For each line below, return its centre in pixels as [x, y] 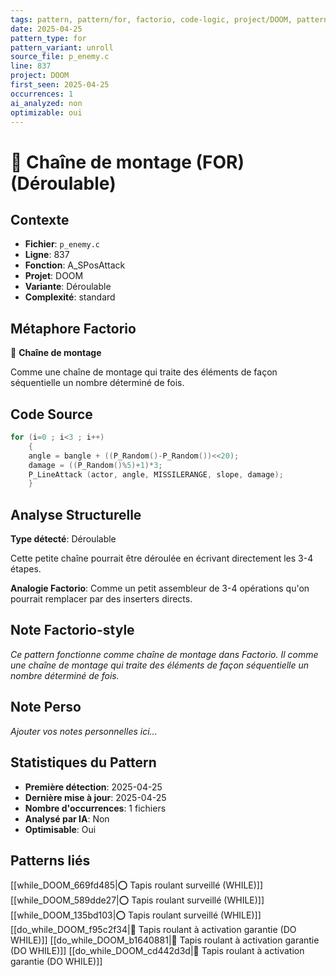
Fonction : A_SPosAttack [75, 265]
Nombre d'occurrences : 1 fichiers [95, 808]
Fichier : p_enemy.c [62, 244]
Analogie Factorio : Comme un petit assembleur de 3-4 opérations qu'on [160, 588]
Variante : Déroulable [68, 287]
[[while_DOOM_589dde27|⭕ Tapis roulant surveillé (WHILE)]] [137, 900]
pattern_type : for [48, 38]
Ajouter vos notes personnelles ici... [84, 731]
